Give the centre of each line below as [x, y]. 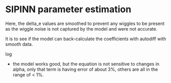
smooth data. [19, 44]
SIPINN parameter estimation [68, 9]
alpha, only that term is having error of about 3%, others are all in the [85, 69]
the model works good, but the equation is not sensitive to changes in [86, 64]
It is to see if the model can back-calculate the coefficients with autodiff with [86, 39]
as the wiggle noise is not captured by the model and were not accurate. [81, 29]
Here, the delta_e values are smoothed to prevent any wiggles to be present [85, 23]
